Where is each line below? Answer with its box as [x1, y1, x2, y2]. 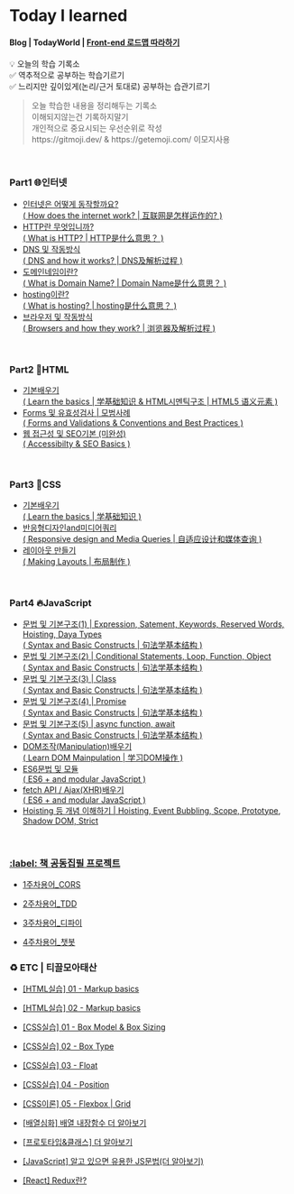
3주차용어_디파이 [22, 917, 83, 928]
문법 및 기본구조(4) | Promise [22, 695, 127, 706]
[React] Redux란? [22, 1175, 87, 1186]
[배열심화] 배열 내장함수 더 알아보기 [22, 1117, 147, 1128]
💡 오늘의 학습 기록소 [9, 59, 80, 69]
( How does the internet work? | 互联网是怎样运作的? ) [22, 209, 223, 221]
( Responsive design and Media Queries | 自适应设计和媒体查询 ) [22, 534, 262, 545]
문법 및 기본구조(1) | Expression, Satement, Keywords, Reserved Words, [22, 619, 285, 629]
